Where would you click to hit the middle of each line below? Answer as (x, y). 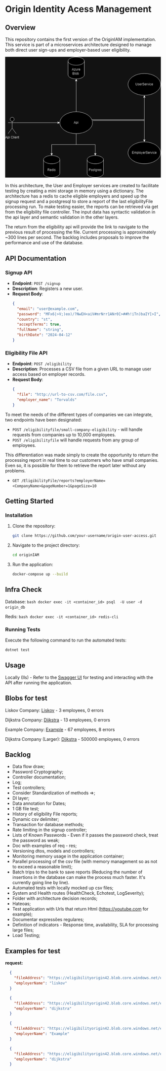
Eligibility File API (26, 353)
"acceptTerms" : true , (39, 324)
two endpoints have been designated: (43, 420)
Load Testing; (26, 935)
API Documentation (36, 258)
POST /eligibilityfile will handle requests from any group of (76, 440)
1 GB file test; (26, 809)
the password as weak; (36, 841)
